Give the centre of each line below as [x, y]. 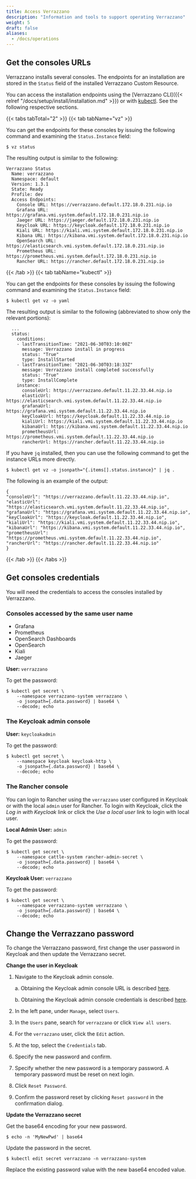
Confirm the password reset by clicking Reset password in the [89, 1097]
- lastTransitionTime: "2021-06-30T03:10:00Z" [75, 344]
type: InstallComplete [49, 380]
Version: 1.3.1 [30, 184]
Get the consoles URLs [49, 63]
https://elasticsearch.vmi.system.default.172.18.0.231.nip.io [85, 246]
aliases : [17, 34]
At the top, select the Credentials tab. [61, 1045]
